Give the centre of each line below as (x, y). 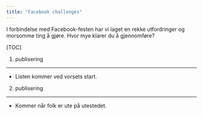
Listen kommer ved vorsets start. (56, 76)
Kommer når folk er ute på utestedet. (61, 105)
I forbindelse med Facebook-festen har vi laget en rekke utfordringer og (96, 29)
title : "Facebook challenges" (44, 12)
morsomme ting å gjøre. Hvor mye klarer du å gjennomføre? (81, 35)
